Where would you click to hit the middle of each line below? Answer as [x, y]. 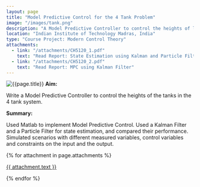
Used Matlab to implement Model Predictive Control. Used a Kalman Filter [96, 125]
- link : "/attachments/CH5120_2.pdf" [58, 61]
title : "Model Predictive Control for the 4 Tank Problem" [81, 17]
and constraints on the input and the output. [60, 144]
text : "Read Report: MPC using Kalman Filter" [76, 67]
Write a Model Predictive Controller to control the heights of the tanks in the [99, 95]
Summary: [19, 113]
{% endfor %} [23, 179]
